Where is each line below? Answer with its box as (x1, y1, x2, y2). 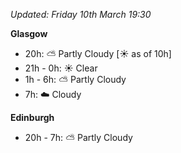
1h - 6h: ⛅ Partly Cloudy (24, 74, 127, 85)
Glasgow (10, 28, 48, 39)
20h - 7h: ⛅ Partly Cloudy (24, 132, 133, 143)
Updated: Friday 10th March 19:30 (10, 9, 152, 20)
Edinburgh (10, 112, 55, 123)
